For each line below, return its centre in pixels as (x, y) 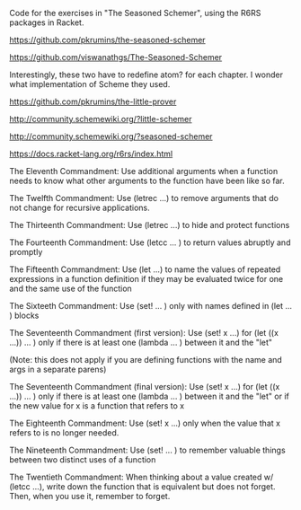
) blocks (24, 315)
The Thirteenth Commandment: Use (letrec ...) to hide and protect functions (150, 225)
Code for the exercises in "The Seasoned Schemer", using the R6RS (135, 13)
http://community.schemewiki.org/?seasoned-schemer (111, 136)
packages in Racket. (47, 22)
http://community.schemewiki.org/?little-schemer (101, 119)
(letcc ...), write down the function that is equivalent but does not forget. (142, 487)
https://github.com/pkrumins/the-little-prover (93, 101)
